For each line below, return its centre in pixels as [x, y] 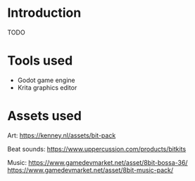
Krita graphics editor [47, 87]
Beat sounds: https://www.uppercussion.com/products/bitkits [97, 149]
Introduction [44, 13]
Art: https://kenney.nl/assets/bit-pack [62, 135]
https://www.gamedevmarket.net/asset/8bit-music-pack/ [90, 170]
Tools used [40, 61]
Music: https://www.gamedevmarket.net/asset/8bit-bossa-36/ [97, 162]
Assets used [45, 116]
